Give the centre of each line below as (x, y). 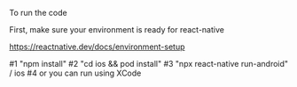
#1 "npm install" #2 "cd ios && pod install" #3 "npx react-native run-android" (149, 64)
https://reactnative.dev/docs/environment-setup (97, 47)
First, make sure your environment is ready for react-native (117, 29)
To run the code (39, 13)
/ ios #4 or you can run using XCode (75, 73)
